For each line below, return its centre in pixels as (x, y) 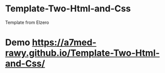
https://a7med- (64, 42)
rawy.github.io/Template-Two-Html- (82, 53)
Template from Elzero (27, 22)
